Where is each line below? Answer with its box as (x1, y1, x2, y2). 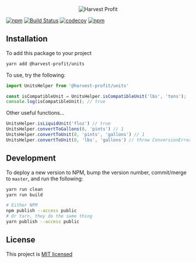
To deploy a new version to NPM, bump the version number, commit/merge (6, 169, 187, 176)
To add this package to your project (6, 49, 92, 56)
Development (6, 153, 57, 163)
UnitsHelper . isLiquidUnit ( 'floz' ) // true (6, 121, 111, 127)
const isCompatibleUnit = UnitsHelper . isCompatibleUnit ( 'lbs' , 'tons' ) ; (6, 93, 187, 99)
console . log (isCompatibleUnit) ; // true (6, 99, 106, 105)
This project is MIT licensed (6, 250, 73, 257)
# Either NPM (6, 202, 38, 209)
